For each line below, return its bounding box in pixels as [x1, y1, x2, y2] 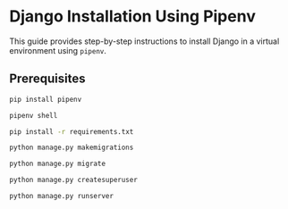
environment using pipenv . [9, 45, 107, 55]
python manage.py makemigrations [9, 143, 134, 153]
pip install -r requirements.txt [9, 127, 134, 136]
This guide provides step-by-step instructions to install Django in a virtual [9, 36, 280, 46]
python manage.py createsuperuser [9, 176, 139, 185]
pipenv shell [9, 111, 58, 120]
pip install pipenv [9, 95, 82, 104]
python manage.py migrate [9, 159, 106, 169]
